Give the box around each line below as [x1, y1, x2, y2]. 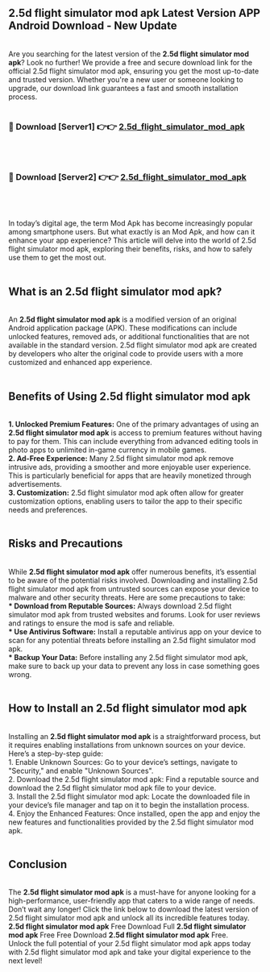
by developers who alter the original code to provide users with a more [8, 349, 243, 359]
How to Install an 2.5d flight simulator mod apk [8, 701, 247, 716]
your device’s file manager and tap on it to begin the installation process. [8, 800, 250, 809]
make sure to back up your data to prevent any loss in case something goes [8, 661, 260, 671]
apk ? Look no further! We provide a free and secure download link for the [8, 57, 252, 67]
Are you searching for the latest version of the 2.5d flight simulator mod [8, 48, 250, 59]
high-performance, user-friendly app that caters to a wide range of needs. [8, 896, 255, 906]
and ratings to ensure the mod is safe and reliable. [8, 618, 175, 628]
